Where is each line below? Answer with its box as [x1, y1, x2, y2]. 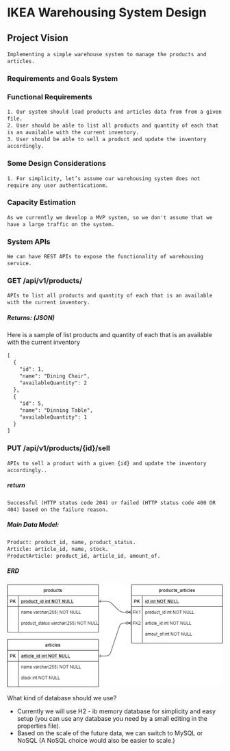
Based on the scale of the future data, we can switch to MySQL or [16, 729, 203, 737]
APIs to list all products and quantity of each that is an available [7, 293, 213, 299]
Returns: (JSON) [7, 314, 55, 321]
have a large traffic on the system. [7, 221, 115, 227]
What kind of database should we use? [7, 694, 117, 702]
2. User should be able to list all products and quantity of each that [7, 122, 219, 130]
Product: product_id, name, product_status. [7, 539, 136, 545]
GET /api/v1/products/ [7, 276, 83, 286]
